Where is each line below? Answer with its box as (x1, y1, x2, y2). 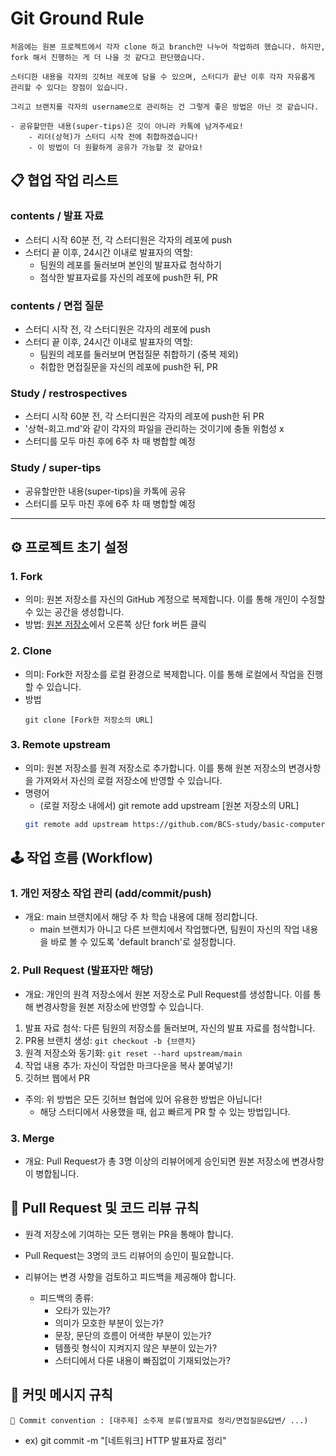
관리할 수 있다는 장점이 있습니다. (10, 82, 129, 92)
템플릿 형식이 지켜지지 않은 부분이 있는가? (54, 1342, 218, 1354)
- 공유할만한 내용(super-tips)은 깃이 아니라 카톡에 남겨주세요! (10, 121, 244, 131)
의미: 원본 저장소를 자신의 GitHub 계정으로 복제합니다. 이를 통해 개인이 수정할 (24, 593, 326, 606)
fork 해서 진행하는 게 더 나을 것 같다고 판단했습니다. (10, 52, 206, 62)
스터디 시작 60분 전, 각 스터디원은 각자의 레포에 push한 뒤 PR (24, 410, 265, 422)
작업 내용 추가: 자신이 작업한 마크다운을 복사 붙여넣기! (24, 1059, 233, 1071)
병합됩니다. (35, 1167, 80, 1179)
